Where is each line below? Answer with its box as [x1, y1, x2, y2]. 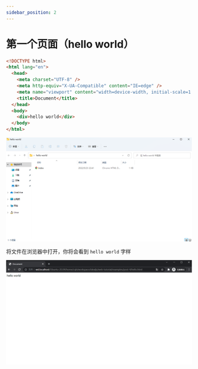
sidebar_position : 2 [6, 9, 57, 15]
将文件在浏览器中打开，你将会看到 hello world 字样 [6, 248, 131, 255]
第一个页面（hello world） [6, 37, 134, 51]
